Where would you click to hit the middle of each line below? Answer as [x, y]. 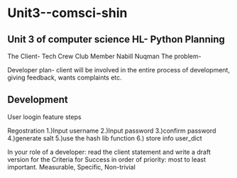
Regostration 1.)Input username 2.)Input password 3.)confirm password [112, 130]
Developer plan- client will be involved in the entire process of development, [119, 70]
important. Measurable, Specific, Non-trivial [72, 167]
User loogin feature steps [44, 117]
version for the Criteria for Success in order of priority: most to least [107, 159]
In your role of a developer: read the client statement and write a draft [109, 152]
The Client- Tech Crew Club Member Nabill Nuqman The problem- [104, 56]
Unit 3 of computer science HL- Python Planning [116, 39]
